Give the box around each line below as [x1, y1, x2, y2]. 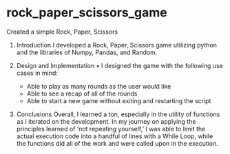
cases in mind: [16, 69, 58, 77]
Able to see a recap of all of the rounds [26, 89, 138, 98]
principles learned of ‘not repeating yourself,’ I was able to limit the [16, 124, 206, 133]
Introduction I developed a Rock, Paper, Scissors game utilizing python [16, 41, 218, 49]
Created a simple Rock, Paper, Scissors [6, 27, 118, 36]
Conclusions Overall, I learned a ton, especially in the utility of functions [16, 110, 220, 118]
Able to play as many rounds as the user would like [26, 82, 171, 90]
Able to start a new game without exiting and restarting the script [26, 96, 211, 104]
